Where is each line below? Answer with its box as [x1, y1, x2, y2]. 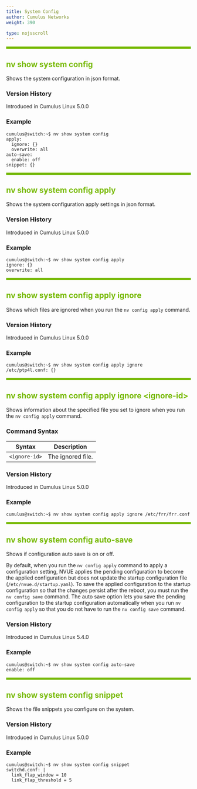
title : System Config [6, 8, 59, 15]
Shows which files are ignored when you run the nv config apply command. [6, 306, 191, 313]
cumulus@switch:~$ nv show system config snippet [6, 761, 130, 768]
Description [53, 442, 87, 451]
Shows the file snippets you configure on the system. [6, 705, 135, 713]
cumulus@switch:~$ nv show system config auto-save [6, 661, 135, 668]
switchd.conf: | [6, 767, 46, 773]
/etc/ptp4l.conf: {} [6, 367, 57, 374]
